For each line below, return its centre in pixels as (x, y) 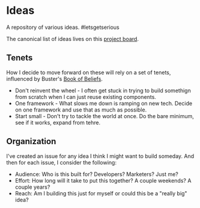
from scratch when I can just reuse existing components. (86, 96)
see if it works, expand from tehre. (58, 122)
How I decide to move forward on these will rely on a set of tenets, (89, 72)
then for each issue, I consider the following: (61, 162)
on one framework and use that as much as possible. (81, 110)
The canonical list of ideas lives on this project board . (73, 39)
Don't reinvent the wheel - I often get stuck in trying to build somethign (103, 90)
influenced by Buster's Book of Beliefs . (55, 78)
